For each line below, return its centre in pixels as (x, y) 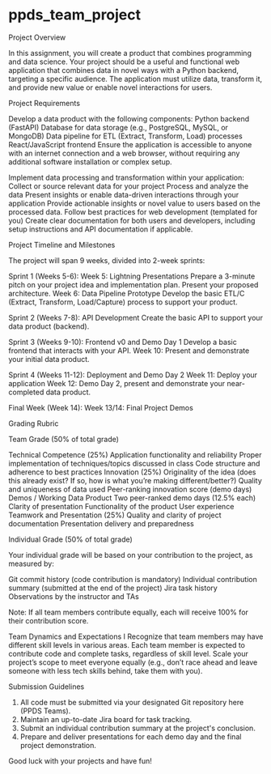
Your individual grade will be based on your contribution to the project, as (131, 555)
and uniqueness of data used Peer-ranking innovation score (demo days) (130, 489)
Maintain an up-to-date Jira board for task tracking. (106, 719)
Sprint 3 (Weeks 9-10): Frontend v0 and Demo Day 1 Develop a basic (123, 342)
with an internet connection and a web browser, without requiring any (124, 153)
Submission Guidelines (47, 687)
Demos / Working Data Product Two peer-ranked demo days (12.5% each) (132, 498)
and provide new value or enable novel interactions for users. (110, 87)
